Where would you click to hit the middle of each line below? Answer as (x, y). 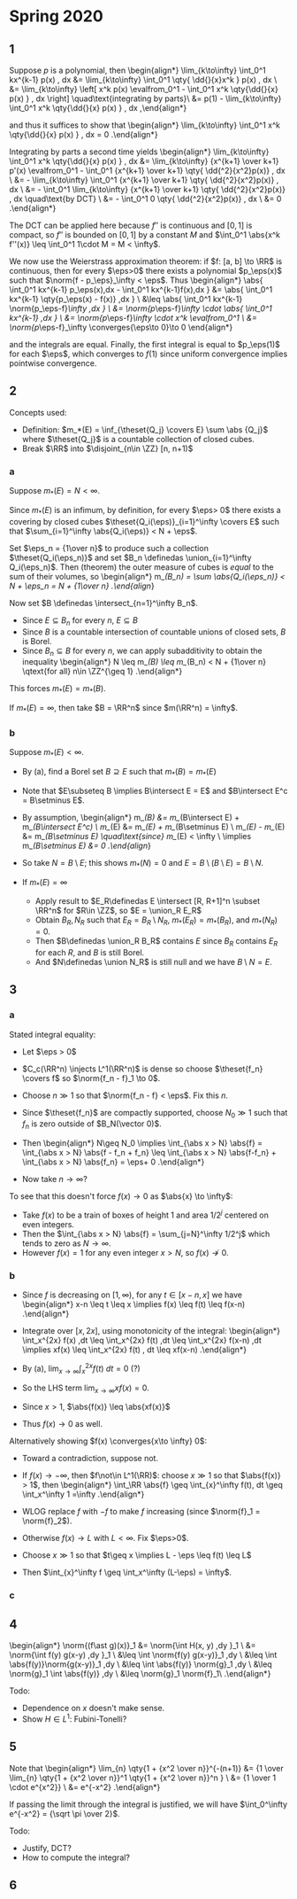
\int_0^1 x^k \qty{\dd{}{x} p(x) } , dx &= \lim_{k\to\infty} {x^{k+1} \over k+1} (144, 161)
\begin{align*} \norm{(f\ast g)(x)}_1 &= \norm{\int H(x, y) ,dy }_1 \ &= (133, 1646)
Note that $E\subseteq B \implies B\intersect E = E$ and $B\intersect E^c (155, 790)
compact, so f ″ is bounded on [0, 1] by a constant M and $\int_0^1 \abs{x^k (145, 235)
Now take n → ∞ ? (55, 1179)
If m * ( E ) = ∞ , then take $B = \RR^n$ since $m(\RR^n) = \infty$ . (124, 709)
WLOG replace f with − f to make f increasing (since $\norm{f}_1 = (141, 1512)
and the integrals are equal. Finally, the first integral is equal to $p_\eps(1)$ (145, 344)
